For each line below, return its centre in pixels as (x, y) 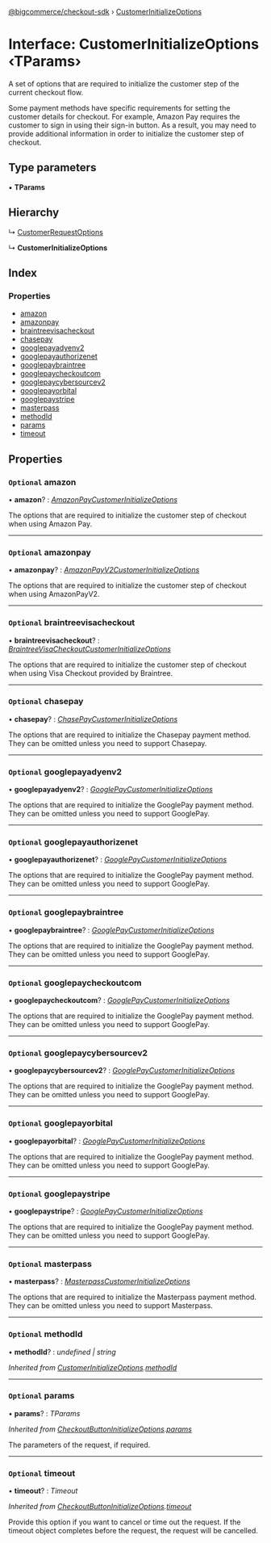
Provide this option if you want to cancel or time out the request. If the (125, 1522)
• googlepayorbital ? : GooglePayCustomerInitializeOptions (107, 1141)
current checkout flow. (46, 92)
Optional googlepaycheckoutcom (75, 983)
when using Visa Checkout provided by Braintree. (91, 673)
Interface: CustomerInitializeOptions (134, 44)
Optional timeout (42, 1473)
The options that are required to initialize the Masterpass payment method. (132, 1297)
